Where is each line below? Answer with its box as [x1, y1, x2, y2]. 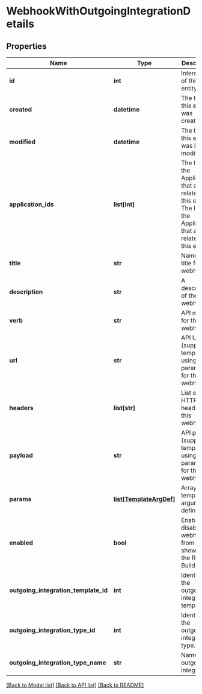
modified [9, 137, 36, 146]
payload [9, 451, 33, 459]
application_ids [9, 200, 54, 209]
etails [6, 17, 35, 31]
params [9, 495, 32, 503]
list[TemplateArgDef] [113, 495, 176, 503]
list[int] [113, 200, 135, 209]
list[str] [113, 404, 135, 412]
